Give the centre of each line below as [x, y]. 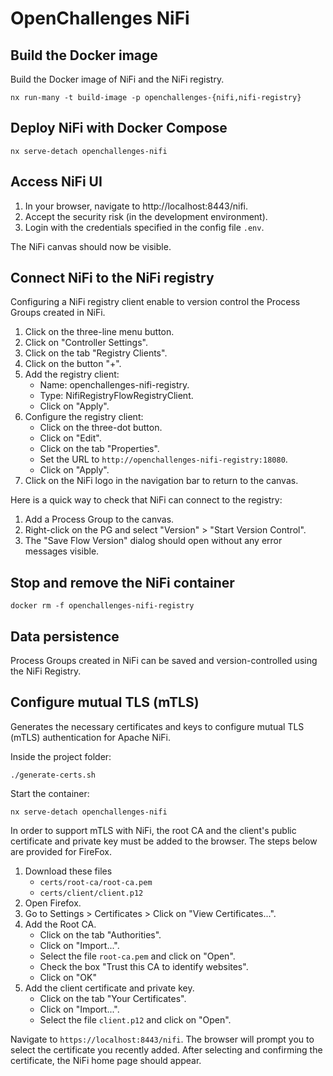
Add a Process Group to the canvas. [99, 519]
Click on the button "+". [73, 364]
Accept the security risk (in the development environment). [146, 216]
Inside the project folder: [61, 756]
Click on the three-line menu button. [99, 332]
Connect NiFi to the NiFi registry [112, 278]
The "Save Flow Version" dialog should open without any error [153, 541]
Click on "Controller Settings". [86, 343]
